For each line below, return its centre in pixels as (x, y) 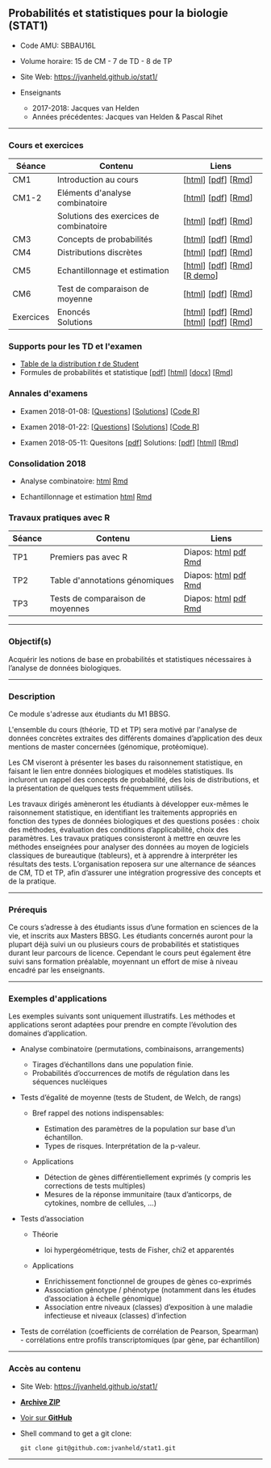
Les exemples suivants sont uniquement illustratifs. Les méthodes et (122, 1016)
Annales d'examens (48, 394)
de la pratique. (32, 881)
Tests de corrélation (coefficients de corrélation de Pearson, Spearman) (140, 1331)
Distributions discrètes (100, 252)
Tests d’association (52, 1219)
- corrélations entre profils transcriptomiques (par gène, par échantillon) (140, 1340)
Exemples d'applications (58, 999)
